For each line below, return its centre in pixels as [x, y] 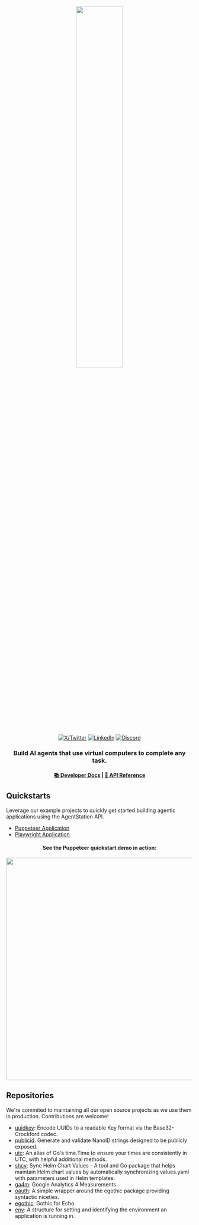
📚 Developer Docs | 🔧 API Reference [99, 775]
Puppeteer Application [42, 828]
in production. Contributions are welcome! [57, 1116]
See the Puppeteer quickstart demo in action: [99, 848]
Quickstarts [28, 796]
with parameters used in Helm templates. [65, 1178]
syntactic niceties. [37, 1197]
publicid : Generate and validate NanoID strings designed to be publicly [101, 1140]
